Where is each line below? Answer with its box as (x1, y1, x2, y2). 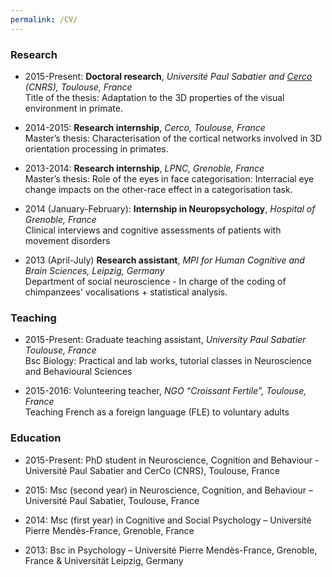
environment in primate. (24, 102, 123, 114)
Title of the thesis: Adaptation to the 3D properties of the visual (24, 91, 285, 103)
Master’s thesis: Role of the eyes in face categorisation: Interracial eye (24, 172, 315, 185)
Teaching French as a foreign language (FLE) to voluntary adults (24, 406, 290, 418)
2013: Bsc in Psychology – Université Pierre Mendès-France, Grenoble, (24, 544, 318, 556)
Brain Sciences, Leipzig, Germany (24, 264, 165, 276)
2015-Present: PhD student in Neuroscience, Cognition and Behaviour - (24, 454, 320, 466)
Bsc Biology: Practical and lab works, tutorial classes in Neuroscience (24, 355, 312, 367)
